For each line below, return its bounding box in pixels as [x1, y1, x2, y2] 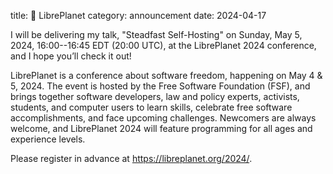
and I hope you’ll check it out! [10, 50, 132, 62]
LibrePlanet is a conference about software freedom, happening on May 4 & [10, 70, 323, 81]
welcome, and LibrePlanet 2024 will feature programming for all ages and [10, 123, 313, 134]
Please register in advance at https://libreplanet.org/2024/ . [10, 153, 253, 164]
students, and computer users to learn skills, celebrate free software [10, 101, 293, 113]
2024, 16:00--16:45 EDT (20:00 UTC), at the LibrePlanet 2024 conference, [10, 40, 317, 51]
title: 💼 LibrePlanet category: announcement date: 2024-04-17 [10, 10, 267, 21]
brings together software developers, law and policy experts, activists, [10, 91, 300, 102]
